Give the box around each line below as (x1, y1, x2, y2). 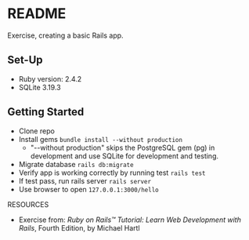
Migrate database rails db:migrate (18, 159, 134, 169)
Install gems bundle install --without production (18, 134, 183, 144)
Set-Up (7, 53, 44, 67)
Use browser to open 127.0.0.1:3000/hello (18, 184, 159, 194)
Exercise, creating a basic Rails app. (7, 31, 124, 40)
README (7, 5, 67, 23)
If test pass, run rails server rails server (18, 176, 152, 185)
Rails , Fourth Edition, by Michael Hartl (18, 223, 140, 232)
